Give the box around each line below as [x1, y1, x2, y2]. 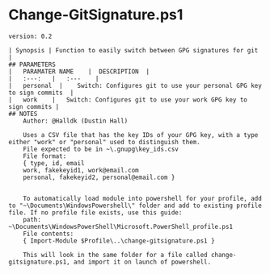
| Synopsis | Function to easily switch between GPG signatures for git [8, 46, 259, 54]
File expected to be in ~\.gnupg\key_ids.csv [23, 145, 179, 153]
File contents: [23, 230, 74, 238]
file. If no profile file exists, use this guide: [8, 208, 183, 217]
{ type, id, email [23, 159, 85, 167]
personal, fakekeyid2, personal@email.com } [23, 173, 175, 181]
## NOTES [8, 110, 38, 118]
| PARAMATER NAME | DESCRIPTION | [8, 67, 150, 76]
